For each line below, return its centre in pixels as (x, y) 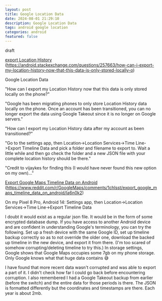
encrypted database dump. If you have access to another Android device (78, 222)
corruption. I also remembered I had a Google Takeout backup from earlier (79, 278)
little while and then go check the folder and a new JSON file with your (75, 153)
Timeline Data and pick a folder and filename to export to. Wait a (86, 148)
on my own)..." (19, 173)
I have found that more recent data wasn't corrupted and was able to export (81, 267)
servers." (14, 119)
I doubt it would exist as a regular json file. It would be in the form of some (79, 217)
